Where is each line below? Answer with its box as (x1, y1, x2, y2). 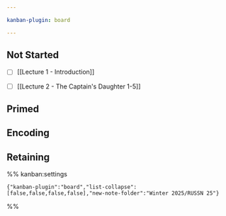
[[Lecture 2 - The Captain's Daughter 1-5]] (16, 82, 141, 91)
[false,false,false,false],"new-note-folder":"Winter (6, 190, 169, 197)
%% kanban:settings (6, 170, 68, 178)
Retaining (6, 151, 50, 163)
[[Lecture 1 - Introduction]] (16, 68, 95, 76)
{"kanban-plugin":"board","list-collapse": (6, 183, 137, 191)
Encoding (6, 127, 50, 139)
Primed (6, 103, 40, 115)
